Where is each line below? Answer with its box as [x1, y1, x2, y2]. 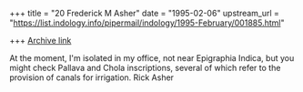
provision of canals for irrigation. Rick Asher [9, 72, 175, 83]
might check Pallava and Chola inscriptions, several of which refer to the [9, 63, 281, 73]
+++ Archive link [9, 36, 72, 46]
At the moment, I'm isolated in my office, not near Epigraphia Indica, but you [9, 53, 295, 63]
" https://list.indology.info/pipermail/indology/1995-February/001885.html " [9, 17, 285, 28]
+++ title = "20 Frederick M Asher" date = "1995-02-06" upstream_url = [9, 8, 280, 18]
